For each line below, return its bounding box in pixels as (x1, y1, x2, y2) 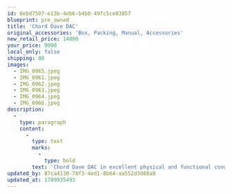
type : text (32, 138, 64, 145)
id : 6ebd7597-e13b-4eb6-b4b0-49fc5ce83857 (7, 10, 131, 17)
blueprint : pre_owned (7, 17, 70, 23)
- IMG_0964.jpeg (13, 94, 60, 100)
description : (7, 106, 45, 113)
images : (7, 61, 30, 68)
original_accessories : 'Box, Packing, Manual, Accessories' (7, 29, 184, 36)
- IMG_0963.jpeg (13, 87, 60, 94)
